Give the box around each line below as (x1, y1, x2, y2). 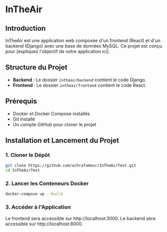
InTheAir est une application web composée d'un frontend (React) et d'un (5, 37, 160, 43)
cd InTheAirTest (5, 168, 40, 173)
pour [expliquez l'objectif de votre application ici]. (5, 49, 110, 54)
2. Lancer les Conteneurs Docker (5, 180, 89, 187)
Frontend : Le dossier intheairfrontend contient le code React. (12, 82, 147, 88)
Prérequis (5, 97, 37, 106)
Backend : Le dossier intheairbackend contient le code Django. (12, 77, 147, 83)
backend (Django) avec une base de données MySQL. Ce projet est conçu (5, 43, 162, 49)
